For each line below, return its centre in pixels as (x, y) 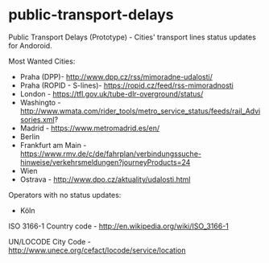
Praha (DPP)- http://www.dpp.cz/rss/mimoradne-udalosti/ (116, 76)
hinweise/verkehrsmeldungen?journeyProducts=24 (105, 162)
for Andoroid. (30, 45)
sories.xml (37, 119)
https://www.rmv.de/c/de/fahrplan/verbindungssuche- (110, 154)
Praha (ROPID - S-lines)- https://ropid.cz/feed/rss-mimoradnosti (126, 85)
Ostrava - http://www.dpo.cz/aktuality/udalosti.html (105, 179)
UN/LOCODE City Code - (50, 241)
